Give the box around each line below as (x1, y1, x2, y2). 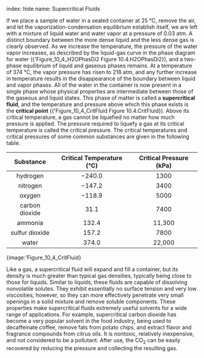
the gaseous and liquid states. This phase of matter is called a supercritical (6, 94, 195, 101)
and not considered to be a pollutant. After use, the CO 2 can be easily (6, 337, 181, 345)
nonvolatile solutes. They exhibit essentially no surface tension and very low (6, 285, 197, 292)
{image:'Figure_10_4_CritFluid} (6, 254, 81, 261)
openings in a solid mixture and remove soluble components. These (6, 298, 176, 305)
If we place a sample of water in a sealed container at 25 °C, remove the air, (6, 17, 196, 24)
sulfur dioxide (10, 229, 50, 237)
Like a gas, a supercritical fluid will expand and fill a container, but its (6, 266, 178, 272)
